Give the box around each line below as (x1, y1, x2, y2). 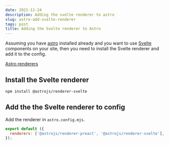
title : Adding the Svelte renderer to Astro (5, 26, 101, 31)
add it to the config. (5, 51, 47, 57)
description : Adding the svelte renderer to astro (5, 12, 115, 17)
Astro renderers (5, 61, 39, 67)
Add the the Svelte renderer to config (5, 103, 125, 112)
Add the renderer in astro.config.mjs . (5, 116, 85, 122)
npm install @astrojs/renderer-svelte (5, 89, 87, 94)
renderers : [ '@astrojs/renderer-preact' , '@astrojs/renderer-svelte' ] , (10, 131, 165, 136)
